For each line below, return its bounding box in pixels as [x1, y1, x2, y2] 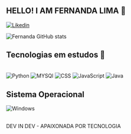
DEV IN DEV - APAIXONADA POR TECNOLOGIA [6, 123, 121, 130]
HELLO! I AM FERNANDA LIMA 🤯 [6, 6, 126, 16]
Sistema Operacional [6, 89, 84, 99]
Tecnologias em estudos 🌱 [6, 50, 105, 60]
